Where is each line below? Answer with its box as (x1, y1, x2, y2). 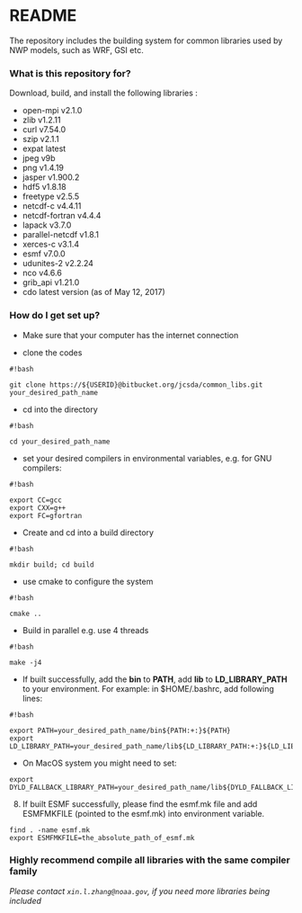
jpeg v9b (22, 153, 56, 164)
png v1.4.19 (22, 163, 65, 174)
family (9, 865, 38, 878)
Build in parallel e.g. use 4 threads (22, 624, 149, 635)
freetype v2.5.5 (22, 191, 80, 202)
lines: (22, 693, 43, 703)
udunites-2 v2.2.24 (22, 258, 94, 269)
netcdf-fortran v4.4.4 (22, 210, 102, 221)
